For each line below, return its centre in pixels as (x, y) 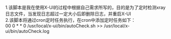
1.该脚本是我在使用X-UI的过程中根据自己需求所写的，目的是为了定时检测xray (86, 7)
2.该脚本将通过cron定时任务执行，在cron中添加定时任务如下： (70, 20)
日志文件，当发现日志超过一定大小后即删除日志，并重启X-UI (68, 14)
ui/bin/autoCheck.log (27, 31)
